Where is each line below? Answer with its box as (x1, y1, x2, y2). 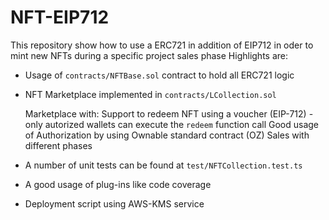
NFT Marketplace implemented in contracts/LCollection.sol (24, 88, 277, 100)
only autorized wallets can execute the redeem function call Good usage (24, 118, 319, 130)
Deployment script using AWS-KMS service (24, 197, 205, 210)
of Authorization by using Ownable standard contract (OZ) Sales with (24, 129, 310, 141)
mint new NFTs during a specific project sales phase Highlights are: (10, 49, 289, 61)
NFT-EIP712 (10, 6, 110, 29)
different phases (24, 139, 93, 151)
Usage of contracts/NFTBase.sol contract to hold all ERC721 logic (24, 69, 295, 81)
